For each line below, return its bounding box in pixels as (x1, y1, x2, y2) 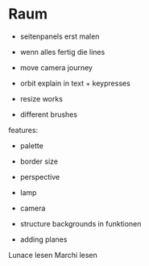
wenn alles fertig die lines (19, 47, 106, 56)
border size (19, 156, 59, 166)
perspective (19, 172, 60, 181)
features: (8, 125, 39, 135)
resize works (19, 94, 63, 103)
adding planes (19, 235, 68, 244)
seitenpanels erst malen (19, 31, 100, 41)
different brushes (19, 110, 78, 119)
